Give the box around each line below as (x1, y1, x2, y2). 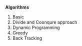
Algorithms (5, 4, 29, 10)
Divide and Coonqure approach (12, 19, 77, 25)
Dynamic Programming (12, 24, 60, 30)
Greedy (12, 30, 28, 35)
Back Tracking (12, 35, 42, 41)
